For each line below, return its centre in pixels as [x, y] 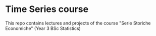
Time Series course [47, 9]
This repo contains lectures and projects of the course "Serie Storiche [78, 23]
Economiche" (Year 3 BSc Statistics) [43, 28]
